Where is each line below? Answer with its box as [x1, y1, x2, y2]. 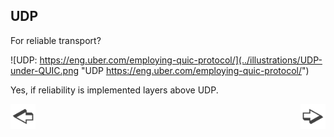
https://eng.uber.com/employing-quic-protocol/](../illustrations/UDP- [39, 54, 323, 66]
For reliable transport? [10, 34, 102, 46]
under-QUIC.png [10, 64, 80, 76]
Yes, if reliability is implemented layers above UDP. [10, 84, 219, 96]
